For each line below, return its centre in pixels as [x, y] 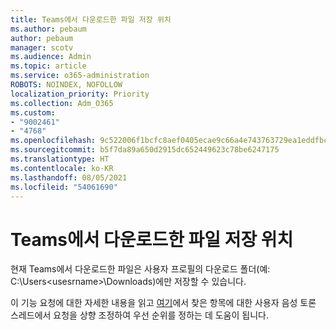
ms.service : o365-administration [80, 76]
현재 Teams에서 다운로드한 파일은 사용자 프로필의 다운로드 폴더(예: [140, 269]
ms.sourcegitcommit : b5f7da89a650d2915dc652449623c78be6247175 [145, 150]
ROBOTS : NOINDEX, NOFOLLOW [66, 85]
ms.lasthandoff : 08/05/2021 [69, 177]
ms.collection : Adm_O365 [62, 103]
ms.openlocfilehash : [53, 141]
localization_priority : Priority [80, 94]
